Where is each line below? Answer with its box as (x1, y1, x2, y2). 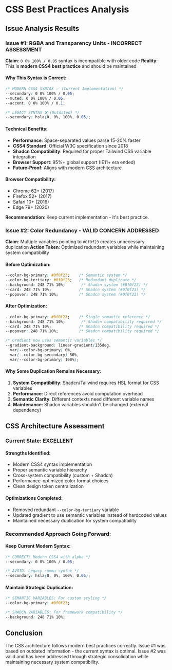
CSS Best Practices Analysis (5, 4, 129, 15)
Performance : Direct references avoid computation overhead (12, 390, 143, 396)
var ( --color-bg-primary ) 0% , (10, 348, 72, 353)
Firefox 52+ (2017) (12, 193, 52, 199)
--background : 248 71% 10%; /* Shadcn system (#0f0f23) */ (5, 282, 148, 287)
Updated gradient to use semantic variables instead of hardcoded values (12, 512, 167, 518)
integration (12, 153, 36, 160)
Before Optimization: (5, 261, 51, 267)
